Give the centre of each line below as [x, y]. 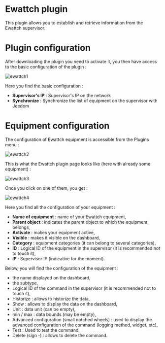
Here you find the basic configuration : [44, 86]
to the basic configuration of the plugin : [46, 67]
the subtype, [25, 283]
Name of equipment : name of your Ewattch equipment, [69, 217]
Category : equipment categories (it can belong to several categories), [84, 243]
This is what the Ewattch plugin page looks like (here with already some [78, 164]
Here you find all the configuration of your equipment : [60, 207]
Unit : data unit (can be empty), [44, 309]
